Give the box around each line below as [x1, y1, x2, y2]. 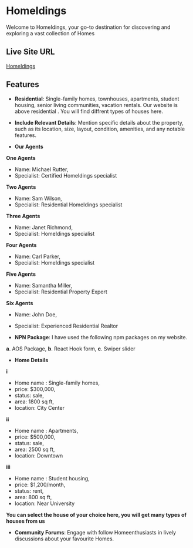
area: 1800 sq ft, [14, 398, 54, 405]
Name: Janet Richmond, [14, 223, 73, 230]
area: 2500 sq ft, [14, 446, 55, 453]
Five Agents [6, 270, 36, 278]
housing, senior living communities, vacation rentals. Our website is [14, 101, 178, 108]
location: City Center [14, 404, 65, 411]
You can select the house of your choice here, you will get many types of [6, 511, 187, 518]
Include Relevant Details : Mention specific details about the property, [14, 119, 184, 126]
